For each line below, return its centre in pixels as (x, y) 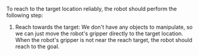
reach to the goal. (37, 46)
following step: (25, 15)
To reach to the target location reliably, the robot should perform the (92, 9)
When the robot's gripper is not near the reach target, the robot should (104, 40)
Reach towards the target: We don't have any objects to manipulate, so (104, 27)
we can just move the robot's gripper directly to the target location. (99, 33)
